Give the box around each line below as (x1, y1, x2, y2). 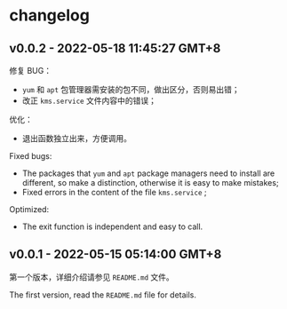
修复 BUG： (9, 66, 52, 75)
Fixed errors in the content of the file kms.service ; (21, 187, 207, 197)
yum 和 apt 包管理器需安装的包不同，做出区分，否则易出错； (21, 84, 240, 94)
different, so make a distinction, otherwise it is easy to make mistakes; (21, 178, 279, 187)
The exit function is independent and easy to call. (21, 221, 203, 232)
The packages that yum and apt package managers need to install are (21, 168, 275, 178)
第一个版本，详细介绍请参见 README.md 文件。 (9, 272, 175, 282)
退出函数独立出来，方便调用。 (21, 133, 132, 143)
